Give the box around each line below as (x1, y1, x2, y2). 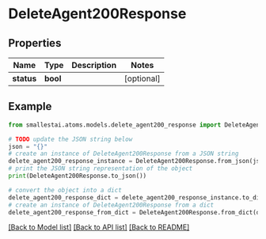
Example (8, 100, 52, 113)
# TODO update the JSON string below (8, 135, 133, 143)
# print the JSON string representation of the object (8, 165, 193, 173)
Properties (8, 36, 62, 50)
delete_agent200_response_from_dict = (8, 208, 136, 216)
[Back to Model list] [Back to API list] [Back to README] (8, 222, 190, 232)
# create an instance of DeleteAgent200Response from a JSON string (8, 150, 239, 158)
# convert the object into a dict (8, 186, 123, 194)
